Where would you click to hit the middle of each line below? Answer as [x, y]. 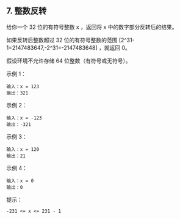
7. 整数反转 [27, 11]
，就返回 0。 [115, 47]
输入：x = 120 [23, 149]
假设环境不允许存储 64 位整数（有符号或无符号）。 [69, 61]
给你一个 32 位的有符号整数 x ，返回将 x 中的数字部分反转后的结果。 [92, 27]
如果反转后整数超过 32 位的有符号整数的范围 [62, 40]
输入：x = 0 [20, 181]
